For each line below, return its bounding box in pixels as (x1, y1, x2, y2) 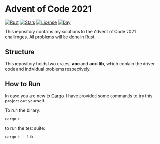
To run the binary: (5, 107, 41, 113)
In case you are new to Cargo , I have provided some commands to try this (5, 93, 153, 99)
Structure (5, 48, 35, 56)
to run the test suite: (5, 125, 45, 131)
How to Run (5, 80, 41, 88)
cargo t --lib (5, 134, 34, 139)
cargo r (5, 116, 21, 121)
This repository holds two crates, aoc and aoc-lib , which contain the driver (5, 60, 155, 66)
